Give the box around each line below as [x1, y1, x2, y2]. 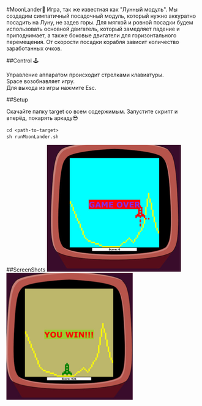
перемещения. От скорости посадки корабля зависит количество [6, 39, 179, 45]
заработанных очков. [6, 45, 62, 52]
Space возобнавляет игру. [6, 78, 75, 85]
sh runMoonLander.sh [6, 134, 59, 140]
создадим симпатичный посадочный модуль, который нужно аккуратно [6, 12, 196, 20]
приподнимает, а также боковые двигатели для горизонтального [6, 32, 177, 39]
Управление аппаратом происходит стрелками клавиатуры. [6, 71, 164, 78]
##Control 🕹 [6, 57, 39, 64]
